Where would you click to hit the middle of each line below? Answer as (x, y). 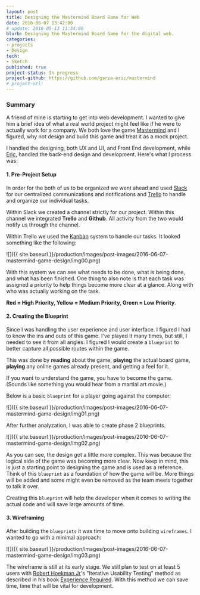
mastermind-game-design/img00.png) (54, 261)
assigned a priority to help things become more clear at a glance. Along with (100, 284)
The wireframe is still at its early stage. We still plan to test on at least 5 (93, 566)
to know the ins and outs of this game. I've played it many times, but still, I (97, 336)
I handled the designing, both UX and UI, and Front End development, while (99, 148)
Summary (21, 104)
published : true (26, 67)
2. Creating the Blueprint (37, 316)
